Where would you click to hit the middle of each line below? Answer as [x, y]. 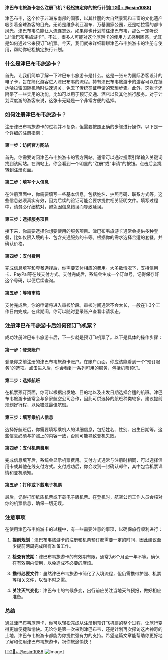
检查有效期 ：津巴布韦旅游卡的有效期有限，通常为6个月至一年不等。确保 [86, 557]
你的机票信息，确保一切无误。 [36, 503]
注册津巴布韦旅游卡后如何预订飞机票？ [51, 325]
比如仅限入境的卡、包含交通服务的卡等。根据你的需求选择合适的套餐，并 [88, 237]
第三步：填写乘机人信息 [29, 417]
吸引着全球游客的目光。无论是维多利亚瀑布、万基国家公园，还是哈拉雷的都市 [84, 25]
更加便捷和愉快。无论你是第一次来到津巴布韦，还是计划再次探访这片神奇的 [86, 629]
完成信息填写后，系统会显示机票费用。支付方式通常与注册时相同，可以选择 [82, 460]
